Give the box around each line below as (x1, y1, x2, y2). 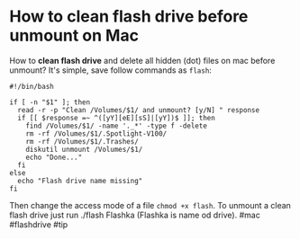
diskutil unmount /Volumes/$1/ (25, 145, 143, 154)
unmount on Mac (9, 25, 140, 46)
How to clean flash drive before (9, 6, 249, 27)
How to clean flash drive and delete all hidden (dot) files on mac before (9, 55, 276, 66)
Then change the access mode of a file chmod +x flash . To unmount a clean (9, 199, 291, 210)
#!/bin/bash (9, 82, 54, 91)
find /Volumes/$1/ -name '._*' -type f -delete (25, 121, 207, 130)
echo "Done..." (25, 153, 83, 162)
